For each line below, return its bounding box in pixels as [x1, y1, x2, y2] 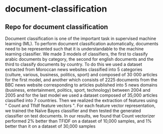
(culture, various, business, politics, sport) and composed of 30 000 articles [5, 72, 158, 77]
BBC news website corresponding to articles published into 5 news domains [5, 82, 158, 88]
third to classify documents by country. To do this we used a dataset [5, 62, 143, 67]
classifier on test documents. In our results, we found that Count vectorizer [5, 113, 156, 118]
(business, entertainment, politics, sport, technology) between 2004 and [5, 87, 151, 93]
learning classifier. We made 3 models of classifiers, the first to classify [5, 51, 148, 57]
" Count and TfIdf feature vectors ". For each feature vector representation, [5, 103, 156, 108]
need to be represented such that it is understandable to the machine [5, 46, 144, 51]
